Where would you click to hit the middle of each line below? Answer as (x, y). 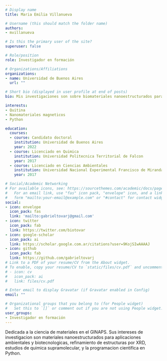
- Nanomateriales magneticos (35, 115)
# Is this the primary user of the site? (49, 42)
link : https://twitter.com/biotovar (47, 230)
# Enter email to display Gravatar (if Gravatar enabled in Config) (78, 290)
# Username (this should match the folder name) (56, 23)
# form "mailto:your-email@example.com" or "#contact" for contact (79, 197)
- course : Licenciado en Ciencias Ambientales (59, 166)
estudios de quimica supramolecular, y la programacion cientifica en (75, 348)
